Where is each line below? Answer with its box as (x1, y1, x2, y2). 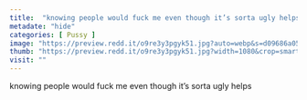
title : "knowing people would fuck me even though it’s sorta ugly (9, 13, 276, 23)
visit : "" (9, 55, 48, 65)
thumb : (9, 47, 35, 56)
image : (9, 38, 35, 48)
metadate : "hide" (9, 22, 76, 31)
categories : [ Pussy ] (9, 30, 96, 39)
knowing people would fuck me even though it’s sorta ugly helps (9, 81, 252, 91)
